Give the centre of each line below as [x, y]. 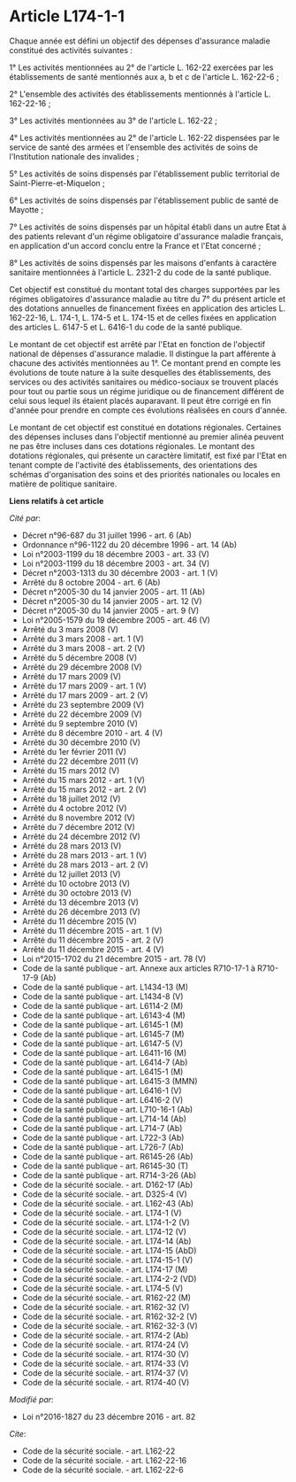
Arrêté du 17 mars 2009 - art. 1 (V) [84, 686]
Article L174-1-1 [67, 16]
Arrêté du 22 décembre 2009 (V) [82, 714]
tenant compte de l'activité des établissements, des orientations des [133, 465]
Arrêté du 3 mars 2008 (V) [70, 629]
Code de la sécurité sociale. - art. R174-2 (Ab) [105, 1335]
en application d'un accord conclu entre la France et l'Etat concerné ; [135, 245]
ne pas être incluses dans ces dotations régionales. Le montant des [132, 446]
